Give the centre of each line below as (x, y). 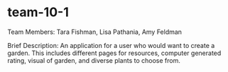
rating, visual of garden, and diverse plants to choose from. (94, 60)
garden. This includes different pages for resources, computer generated (114, 53)
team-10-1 (38, 12)
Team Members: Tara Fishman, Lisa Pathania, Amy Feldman (95, 32)
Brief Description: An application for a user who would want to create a (111, 45)
